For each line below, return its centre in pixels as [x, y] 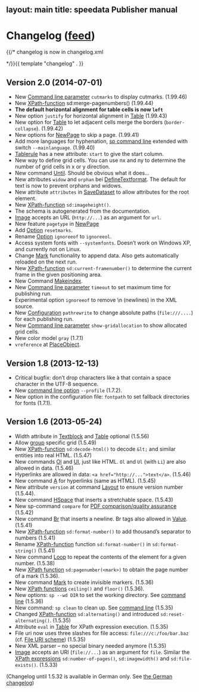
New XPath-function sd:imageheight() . [63, 205]
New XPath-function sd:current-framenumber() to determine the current [103, 268]
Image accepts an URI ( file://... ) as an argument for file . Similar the [102, 652]
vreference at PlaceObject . [48, 345]
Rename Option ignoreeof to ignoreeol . [63, 237]
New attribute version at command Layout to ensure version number [99, 487]
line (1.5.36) [29, 601]
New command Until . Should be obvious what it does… [82, 173]
